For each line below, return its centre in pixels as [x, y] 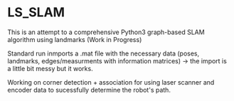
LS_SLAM [36, 12]
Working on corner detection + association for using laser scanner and [111, 82]
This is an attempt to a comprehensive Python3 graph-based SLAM [106, 32]
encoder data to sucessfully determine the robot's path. [89, 90]
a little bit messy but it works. [50, 68]
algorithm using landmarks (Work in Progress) [75, 39]
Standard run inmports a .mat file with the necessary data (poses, [103, 53]
